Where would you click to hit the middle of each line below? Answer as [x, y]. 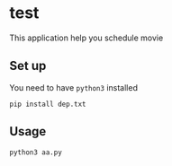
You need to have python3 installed [73, 87]
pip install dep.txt [48, 104]
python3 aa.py [36, 152]
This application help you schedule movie [86, 38]
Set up [28, 66]
